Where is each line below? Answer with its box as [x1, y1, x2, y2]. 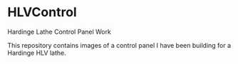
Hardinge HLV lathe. [7, 49, 66, 57]
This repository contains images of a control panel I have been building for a [7, 41, 232, 49]
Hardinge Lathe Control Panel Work [7, 27, 112, 36]
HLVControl [7, 4, 77, 20]
